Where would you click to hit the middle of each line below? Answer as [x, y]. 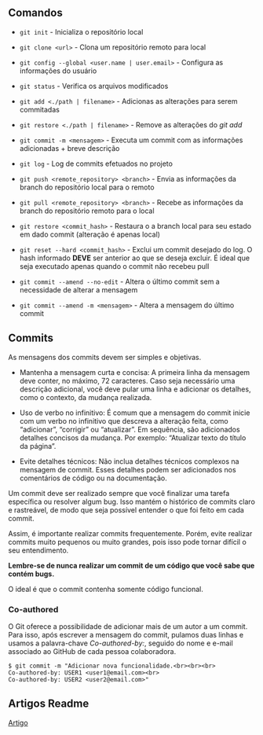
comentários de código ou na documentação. [93, 478]
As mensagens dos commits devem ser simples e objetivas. [105, 357]
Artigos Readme [49, 704]
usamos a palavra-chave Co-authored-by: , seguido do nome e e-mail [121, 643]
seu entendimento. [38, 550]
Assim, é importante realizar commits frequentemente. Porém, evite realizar [130, 533]
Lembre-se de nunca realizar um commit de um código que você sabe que [131, 565]
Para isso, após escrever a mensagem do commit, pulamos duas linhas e [126, 634]
